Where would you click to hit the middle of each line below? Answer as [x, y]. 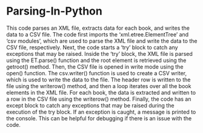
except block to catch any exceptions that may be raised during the [90, 105]
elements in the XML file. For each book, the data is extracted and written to [101, 92]
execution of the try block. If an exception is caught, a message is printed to [101, 112]
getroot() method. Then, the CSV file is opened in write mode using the [95, 66]
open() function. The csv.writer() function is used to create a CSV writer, [97, 73]
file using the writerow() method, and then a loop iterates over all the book [99, 86]
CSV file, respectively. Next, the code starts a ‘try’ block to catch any [92, 47]
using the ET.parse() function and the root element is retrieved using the [96, 60]
